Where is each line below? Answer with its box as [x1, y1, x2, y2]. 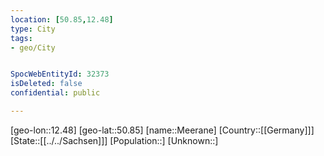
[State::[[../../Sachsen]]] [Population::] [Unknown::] [10, 134, 219, 146]
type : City [10, 24, 56, 34]
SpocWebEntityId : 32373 [10, 69, 110, 80]
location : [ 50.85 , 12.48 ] [10, 14, 114, 25]
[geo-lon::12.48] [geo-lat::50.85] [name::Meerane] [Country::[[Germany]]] [10, 124, 315, 136]
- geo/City [10, 42, 56, 53]
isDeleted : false [10, 79, 83, 89]
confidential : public [10, 88, 101, 98]
